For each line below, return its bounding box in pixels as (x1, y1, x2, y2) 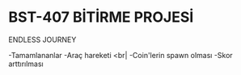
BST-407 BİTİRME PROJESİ (8, 8, 194, 27)
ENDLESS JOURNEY (8, 35, 77, 44)
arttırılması (8, 59, 44, 69)
